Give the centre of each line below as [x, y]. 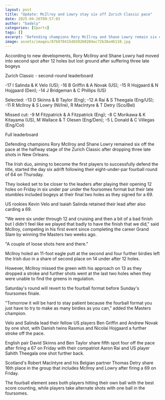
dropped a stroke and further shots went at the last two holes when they [78, 273]
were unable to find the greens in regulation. [50, 279]
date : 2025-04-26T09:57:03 [33, 19]
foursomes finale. [23, 293]
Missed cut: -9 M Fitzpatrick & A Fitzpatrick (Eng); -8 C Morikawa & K [75, 114]
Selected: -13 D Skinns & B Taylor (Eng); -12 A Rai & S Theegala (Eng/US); [80, 100]
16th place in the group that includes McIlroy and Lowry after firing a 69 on [81, 368]
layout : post [18, 10]
